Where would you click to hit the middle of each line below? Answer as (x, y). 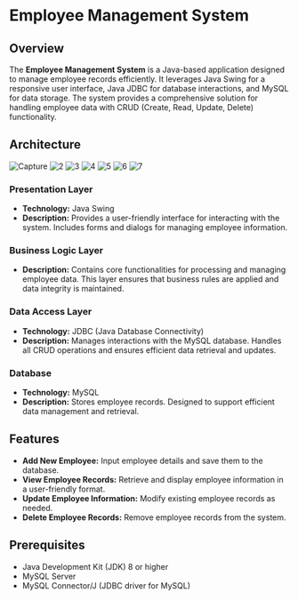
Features (34, 440)
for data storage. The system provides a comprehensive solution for (134, 98)
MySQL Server (49, 576)
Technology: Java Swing (68, 209)
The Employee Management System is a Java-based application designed (147, 69)
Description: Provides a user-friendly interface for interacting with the (151, 218)
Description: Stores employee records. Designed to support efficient (149, 402)
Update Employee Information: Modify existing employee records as (149, 498)
